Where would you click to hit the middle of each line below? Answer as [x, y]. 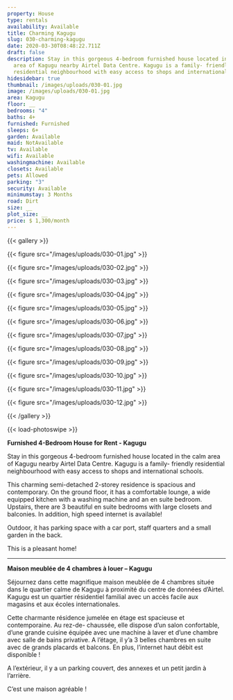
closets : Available [35, 169]
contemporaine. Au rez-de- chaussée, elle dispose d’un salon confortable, [113, 625]
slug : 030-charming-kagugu [46, 40]
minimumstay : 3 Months [40, 195]
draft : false [26, 53]
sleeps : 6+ [23, 130]
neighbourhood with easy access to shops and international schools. [106, 471]
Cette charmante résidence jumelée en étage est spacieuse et [96, 617]
